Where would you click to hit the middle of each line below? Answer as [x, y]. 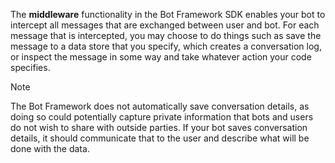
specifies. [30, 67]
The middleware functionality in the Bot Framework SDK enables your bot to [168, 14]
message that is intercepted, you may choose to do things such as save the [166, 35]
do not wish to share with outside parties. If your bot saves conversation [159, 127]
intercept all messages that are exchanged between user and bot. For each [165, 25]
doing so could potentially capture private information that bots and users [162, 117]
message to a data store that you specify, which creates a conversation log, [166, 46]
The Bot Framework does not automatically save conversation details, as [160, 106]
